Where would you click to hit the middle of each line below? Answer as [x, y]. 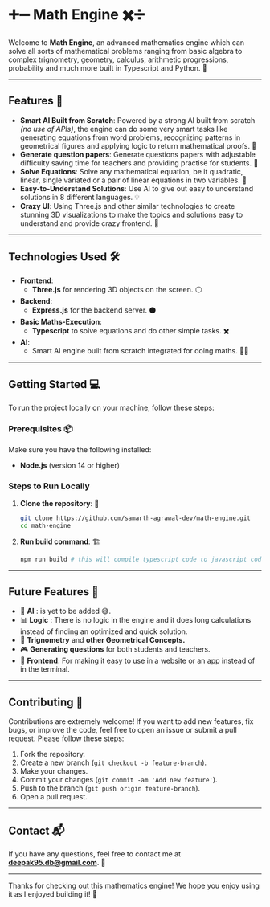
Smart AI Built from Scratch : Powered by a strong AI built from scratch [137, 120]
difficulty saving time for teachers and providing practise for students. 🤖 [139, 163]
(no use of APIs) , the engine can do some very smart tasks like [124, 129]
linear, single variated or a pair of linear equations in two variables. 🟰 [133, 180]
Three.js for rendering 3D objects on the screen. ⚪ [117, 289]
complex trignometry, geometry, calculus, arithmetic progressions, [119, 59]
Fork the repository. [53, 754]
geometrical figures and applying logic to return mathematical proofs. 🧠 [138, 145]
